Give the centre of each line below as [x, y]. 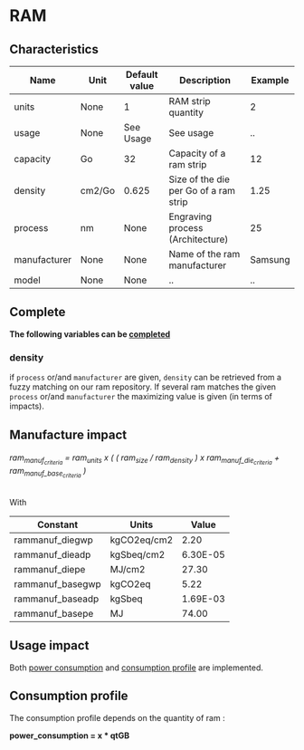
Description [205, 80]
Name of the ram [204, 254]
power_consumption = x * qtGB [69, 736]
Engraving [190, 216]
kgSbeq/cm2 [138, 554]
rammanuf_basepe [54, 613]
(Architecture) [199, 239]
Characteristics [54, 49]
